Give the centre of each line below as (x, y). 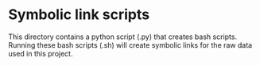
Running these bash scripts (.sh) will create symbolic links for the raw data (130, 45)
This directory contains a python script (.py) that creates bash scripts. (122, 37)
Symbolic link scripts (79, 15)
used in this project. (41, 53)
